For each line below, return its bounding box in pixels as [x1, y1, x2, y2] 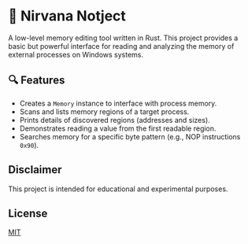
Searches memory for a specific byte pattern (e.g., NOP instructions [19, 131, 241, 141]
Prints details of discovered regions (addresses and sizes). [19, 115, 210, 124]
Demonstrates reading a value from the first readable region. [19, 124, 217, 133]
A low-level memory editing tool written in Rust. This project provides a [8, 33, 239, 43]
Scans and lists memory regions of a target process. [19, 106, 190, 116]
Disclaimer [8, 163, 62, 176]
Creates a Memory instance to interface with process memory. [19, 98, 217, 108]
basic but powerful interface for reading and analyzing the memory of [8, 41, 235, 50]
